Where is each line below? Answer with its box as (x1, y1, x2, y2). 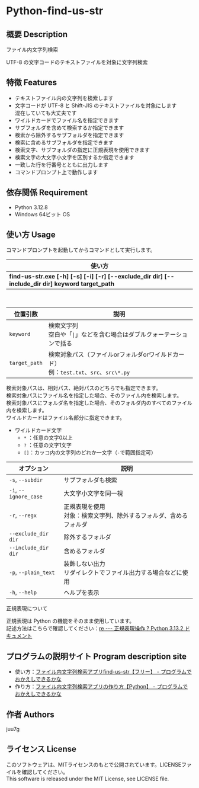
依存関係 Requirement (6, 188, 88, 198)
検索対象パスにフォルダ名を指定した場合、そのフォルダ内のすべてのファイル (6, 399, 192, 406)
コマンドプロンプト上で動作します (14, 168, 98, 175)
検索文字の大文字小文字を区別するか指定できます (14, 153, 134, 161)
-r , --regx (9, 511, 37, 520)
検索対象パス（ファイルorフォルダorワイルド (48, 351, 173, 359)
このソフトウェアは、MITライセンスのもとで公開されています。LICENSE (6, 761, 182, 768)
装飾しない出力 (63, 560, 105, 568)
